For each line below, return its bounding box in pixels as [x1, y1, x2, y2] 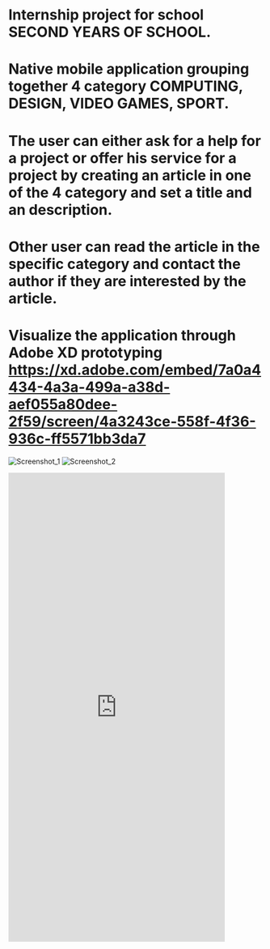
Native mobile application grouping [8, 60, 250, 79]
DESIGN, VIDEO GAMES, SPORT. [8, 95, 230, 113]
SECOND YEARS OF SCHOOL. [8, 23, 212, 41]
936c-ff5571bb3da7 [8, 430, 146, 447]
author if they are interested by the [8, 271, 247, 290]
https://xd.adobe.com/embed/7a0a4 [8, 361, 261, 378]
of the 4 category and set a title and [8, 183, 252, 202]
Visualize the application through [8, 326, 236, 344]
